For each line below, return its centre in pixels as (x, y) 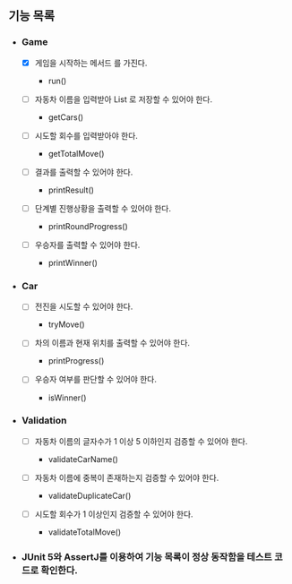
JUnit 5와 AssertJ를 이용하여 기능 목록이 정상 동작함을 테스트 (146, 556)
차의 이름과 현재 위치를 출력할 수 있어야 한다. (112, 343)
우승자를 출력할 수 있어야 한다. (87, 245)
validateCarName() (83, 459)
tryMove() (67, 324)
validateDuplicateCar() (90, 495)
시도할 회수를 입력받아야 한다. (86, 135)
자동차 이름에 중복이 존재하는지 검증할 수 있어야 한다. (127, 477)
